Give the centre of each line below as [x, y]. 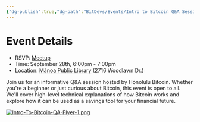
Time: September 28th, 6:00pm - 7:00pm [65, 64]
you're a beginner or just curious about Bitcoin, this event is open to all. [93, 88]
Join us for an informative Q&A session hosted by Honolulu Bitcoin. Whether [100, 82]
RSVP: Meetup [32, 58]
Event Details [40, 41]
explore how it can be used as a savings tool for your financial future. [91, 101]
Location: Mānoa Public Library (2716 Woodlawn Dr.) [79, 70]
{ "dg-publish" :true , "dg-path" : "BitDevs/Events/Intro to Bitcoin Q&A [93, 12]
